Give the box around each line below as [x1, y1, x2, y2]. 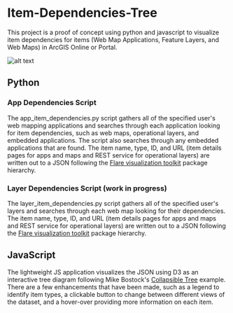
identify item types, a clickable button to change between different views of [7, 290, 225, 298]
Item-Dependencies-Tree [7, 5, 157, 21]
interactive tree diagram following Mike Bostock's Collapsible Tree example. [7, 275, 226, 284]
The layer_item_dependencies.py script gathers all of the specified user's [7, 199, 219, 207]
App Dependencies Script [7, 98, 97, 108]
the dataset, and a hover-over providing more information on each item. [7, 298, 213, 306]
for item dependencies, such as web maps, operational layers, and [7, 128, 199, 137]
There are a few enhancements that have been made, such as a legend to [7, 282, 220, 291]
